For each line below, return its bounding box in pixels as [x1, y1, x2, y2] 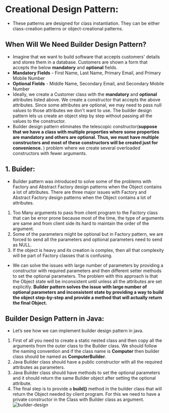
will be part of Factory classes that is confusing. [12, 252, 112, 259]
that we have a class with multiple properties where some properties [12, 129, 160, 135]
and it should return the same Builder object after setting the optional [12, 375, 156, 381]
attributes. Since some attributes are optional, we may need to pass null [12, 102, 162, 108]
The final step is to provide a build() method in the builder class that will [12, 386, 162, 392]
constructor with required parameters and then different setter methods [12, 268, 162, 274]
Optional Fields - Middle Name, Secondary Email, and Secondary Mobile [12, 80, 164, 86]
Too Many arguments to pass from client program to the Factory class [12, 210, 158, 216]
